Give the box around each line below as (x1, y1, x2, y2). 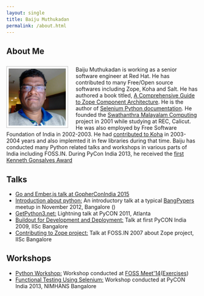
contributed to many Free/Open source (76, 79, 174, 86)
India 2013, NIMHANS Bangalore (15, 282, 97, 289)
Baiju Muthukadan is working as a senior (76, 66, 177, 73)
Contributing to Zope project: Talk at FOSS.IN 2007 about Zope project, (15, 229, 194, 236)
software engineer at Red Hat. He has (76, 72, 170, 80)
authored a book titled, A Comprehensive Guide (76, 92, 195, 99)
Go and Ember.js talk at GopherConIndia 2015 (15, 191, 130, 197)
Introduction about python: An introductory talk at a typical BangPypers (15, 197, 195, 204)
